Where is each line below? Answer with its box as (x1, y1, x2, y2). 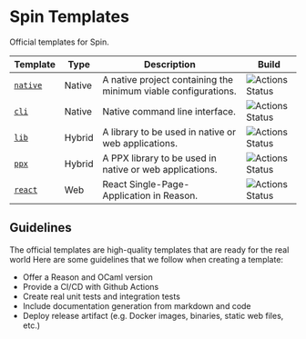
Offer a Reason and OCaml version (22, 271, 153, 283)
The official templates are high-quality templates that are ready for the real (9, 244, 290, 255)
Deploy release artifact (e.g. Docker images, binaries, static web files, (22, 310, 284, 321)
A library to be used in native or (102, 125, 237, 138)
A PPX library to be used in (102, 152, 217, 165)
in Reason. (153, 189, 199, 202)
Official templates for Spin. (9, 36, 109, 47)
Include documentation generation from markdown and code (22, 300, 252, 311)
